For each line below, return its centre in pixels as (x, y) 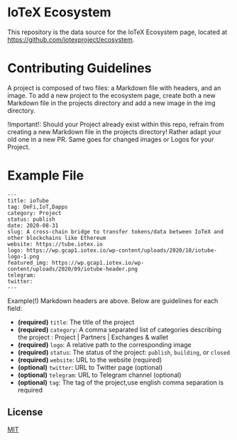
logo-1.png (23, 256)
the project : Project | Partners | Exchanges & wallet (93, 337)
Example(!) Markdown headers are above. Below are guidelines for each (113, 301)
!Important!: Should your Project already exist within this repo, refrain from (116, 124)
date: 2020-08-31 (33, 225)
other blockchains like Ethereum (57, 238)
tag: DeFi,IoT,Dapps (38, 207)
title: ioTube (28, 200)
